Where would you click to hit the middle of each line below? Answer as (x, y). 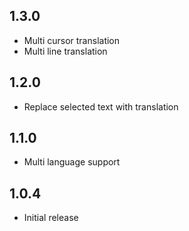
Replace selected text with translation (101, 106)
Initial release (51, 218)
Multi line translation (65, 51)
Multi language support (72, 162)
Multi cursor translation (72, 40)
